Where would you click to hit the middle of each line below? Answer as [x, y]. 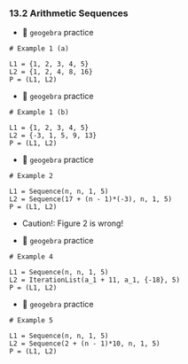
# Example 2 [31, 176]
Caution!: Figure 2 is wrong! [73, 223]
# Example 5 [31, 321]
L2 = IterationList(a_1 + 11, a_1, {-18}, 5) [94, 280]
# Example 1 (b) [39, 112]
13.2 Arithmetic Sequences [69, 13]
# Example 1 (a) [39, 49]
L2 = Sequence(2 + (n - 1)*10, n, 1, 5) [85, 344]
